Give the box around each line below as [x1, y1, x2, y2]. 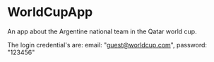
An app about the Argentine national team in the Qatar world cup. [7, 27, 197, 36]
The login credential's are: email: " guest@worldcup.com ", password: [7, 40, 207, 49]
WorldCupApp [7, 4, 93, 20]
